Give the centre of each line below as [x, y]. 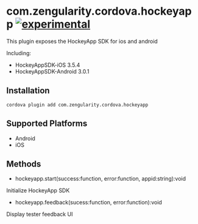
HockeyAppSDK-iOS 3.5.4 [48, 65]
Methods [24, 164]
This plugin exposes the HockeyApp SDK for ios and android [82, 41]
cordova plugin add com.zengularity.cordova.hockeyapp [77, 105]
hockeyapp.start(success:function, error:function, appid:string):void [101, 179]
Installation [28, 91]
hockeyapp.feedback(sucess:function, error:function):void [89, 203]
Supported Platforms [47, 124]
